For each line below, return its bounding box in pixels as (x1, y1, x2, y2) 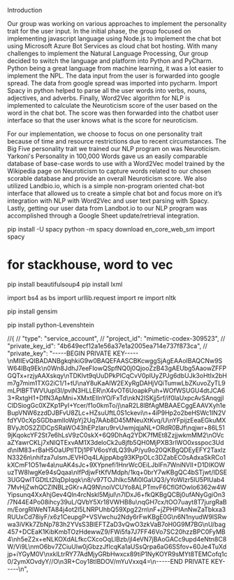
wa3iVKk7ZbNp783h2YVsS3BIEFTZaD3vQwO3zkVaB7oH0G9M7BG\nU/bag (7, 520, 226, 528)
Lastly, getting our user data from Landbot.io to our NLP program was (7, 204, 207, 212)
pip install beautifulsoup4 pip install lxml (7, 280, 123, 288)
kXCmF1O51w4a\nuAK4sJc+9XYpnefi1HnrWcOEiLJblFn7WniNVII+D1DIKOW (7, 460, 226, 469)
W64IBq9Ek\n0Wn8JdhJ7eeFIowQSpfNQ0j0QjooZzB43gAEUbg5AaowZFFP (7, 364, 227, 372)
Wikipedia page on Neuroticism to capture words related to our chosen (7, 167, 212, 175)
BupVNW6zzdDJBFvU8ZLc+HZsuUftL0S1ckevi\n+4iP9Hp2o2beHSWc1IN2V (7, 409, 226, 417)
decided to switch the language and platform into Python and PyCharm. (7, 57, 214, 65)
